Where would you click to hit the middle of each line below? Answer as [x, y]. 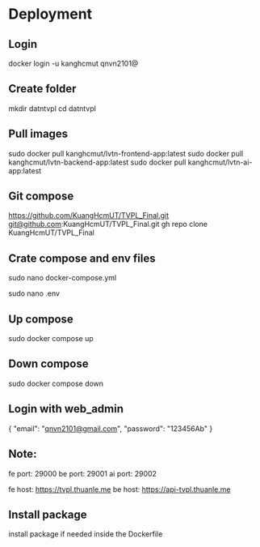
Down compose [48, 364]
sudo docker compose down [56, 383]
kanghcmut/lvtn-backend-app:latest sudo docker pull [97, 162]
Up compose [41, 319]
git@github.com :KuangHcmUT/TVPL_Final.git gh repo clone [108, 224]
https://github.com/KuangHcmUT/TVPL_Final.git [89, 216]
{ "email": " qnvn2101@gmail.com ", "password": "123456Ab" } [111, 428]
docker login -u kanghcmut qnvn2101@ [73, 63]
